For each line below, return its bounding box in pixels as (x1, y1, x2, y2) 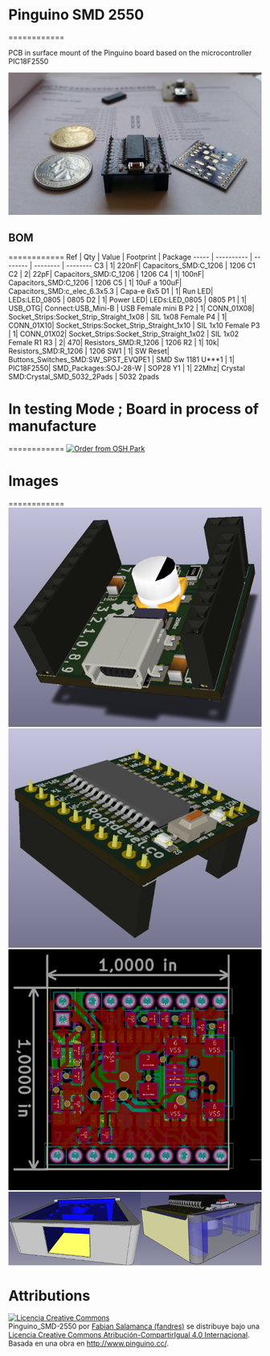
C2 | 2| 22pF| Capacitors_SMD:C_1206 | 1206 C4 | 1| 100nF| (8, 270, 205, 279)
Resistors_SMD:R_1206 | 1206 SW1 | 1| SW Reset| (8, 346, 170, 356)
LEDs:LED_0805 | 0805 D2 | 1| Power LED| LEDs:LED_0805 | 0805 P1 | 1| (8, 295, 247, 305)
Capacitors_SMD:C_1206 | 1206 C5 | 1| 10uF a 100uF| (8, 278, 182, 287)
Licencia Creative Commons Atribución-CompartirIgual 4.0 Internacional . (8, 1330, 251, 1340)
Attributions (8, 1286, 91, 1304)
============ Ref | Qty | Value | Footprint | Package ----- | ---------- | (8, 252, 253, 262)
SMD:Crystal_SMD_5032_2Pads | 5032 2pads (8, 372, 159, 381)
